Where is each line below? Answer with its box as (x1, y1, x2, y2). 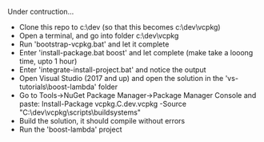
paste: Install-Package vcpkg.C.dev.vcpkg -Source (18, 99, 187, 108)
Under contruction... (7, 7, 74, 16)
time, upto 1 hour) (18, 56, 78, 66)
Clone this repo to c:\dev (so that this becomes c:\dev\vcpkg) (18, 22, 221, 31)
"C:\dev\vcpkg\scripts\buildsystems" (18, 108, 142, 117)
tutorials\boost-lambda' (18, 82, 97, 91)
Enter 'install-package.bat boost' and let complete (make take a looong (18, 48, 254, 57)
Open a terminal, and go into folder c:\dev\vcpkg (18, 31, 179, 40)
